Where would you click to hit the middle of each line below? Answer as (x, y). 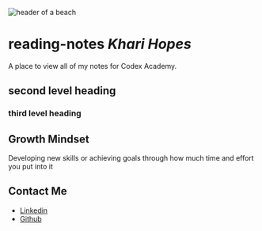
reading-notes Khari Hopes (100, 44)
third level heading (45, 113)
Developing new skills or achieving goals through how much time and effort (131, 158)
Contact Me (38, 191)
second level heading (62, 91)
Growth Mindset (49, 139)
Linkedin (34, 210)
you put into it (30, 167)
